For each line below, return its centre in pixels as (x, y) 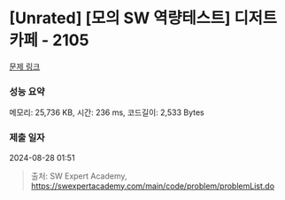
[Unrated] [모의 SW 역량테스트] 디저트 (143, 18)
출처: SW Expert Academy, (79, 176)
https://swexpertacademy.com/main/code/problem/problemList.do (153, 186)
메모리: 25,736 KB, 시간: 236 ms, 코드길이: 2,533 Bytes (107, 112)
